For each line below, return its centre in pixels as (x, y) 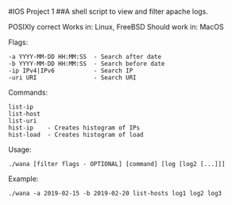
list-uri (23, 121)
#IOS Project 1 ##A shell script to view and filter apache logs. (108, 12)
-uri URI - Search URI (72, 78)
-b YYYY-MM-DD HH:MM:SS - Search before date (87, 64)
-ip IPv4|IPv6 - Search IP (71, 71)
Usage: (20, 149)
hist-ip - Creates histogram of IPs (74, 128)
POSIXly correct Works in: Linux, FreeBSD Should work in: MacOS (116, 27)
